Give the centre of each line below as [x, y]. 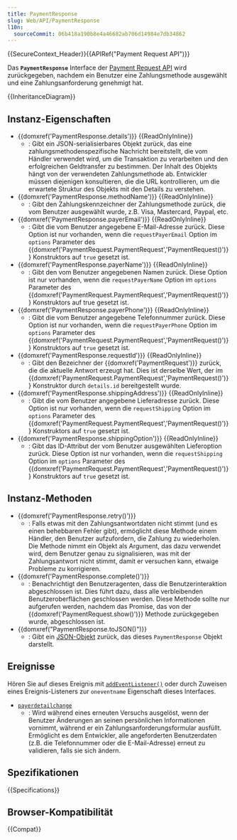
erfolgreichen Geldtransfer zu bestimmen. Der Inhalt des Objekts [123, 166]
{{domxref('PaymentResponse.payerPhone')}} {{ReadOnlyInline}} [113, 310]
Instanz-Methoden [50, 499]
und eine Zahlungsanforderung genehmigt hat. [76, 83]
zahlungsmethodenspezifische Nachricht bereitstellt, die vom [118, 151]
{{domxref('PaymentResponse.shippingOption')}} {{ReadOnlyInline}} [118, 439]
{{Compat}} [24, 829]
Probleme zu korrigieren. [65, 568]
